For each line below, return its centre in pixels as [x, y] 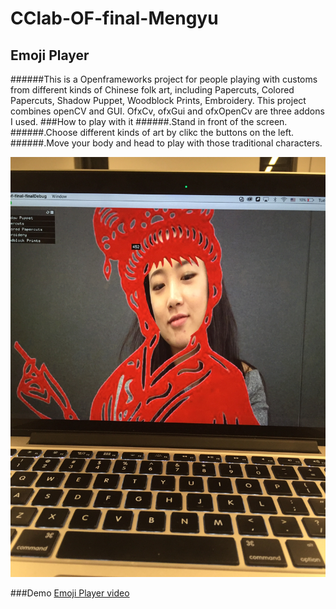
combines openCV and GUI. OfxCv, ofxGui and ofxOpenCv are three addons [167, 111]
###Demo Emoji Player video [70, 593]
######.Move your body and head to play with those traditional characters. [166, 143]
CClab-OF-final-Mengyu [114, 18]
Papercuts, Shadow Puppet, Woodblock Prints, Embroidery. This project [158, 100]
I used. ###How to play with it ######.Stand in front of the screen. [149, 121]
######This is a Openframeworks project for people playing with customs [164, 79]
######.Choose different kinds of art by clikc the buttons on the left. [152, 132]
